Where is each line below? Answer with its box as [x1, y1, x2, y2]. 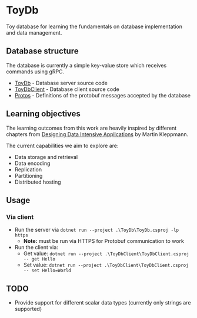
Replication [14, 165, 42, 173]
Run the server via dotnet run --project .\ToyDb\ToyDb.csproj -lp [14, 226, 179, 234]
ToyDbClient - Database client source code [14, 86, 119, 93]
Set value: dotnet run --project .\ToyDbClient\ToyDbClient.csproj [23, 262, 189, 269]
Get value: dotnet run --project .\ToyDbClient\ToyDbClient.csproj [23, 250, 189, 257]
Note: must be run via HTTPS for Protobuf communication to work [23, 238, 184, 245]
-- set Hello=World [23, 268, 72, 273]
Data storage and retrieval [14, 153, 78, 160]
